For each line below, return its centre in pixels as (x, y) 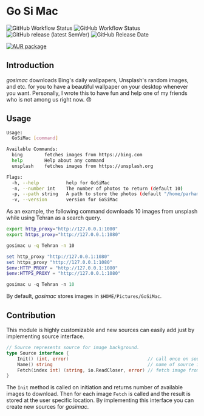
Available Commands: (32, 149)
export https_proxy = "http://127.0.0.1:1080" (63, 235)
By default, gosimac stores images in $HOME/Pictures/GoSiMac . (84, 296)
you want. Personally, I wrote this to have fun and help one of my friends (97, 93)
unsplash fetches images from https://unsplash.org (83, 166)
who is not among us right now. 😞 (49, 99)
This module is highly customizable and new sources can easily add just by (100, 330)
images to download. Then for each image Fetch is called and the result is (99, 394)
